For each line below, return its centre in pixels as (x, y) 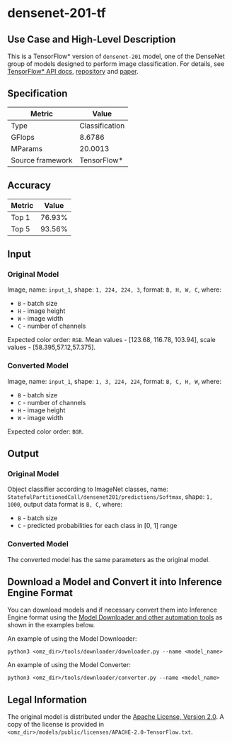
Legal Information (47, 699)
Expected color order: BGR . (46, 431)
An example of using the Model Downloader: (72, 639)
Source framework (42, 160)
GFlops (23, 137)
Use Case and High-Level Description (92, 39)
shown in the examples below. (51, 625)
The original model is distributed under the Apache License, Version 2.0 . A (116, 717)
